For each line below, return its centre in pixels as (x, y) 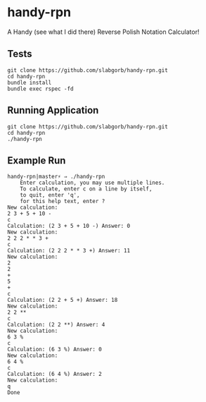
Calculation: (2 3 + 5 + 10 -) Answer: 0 (69, 226)
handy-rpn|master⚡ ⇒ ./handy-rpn (56, 177)
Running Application (53, 110)
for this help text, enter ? (63, 202)
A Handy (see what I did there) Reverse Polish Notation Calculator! (103, 32)
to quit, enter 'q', (50, 195)
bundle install (30, 83)
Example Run (37, 160)
